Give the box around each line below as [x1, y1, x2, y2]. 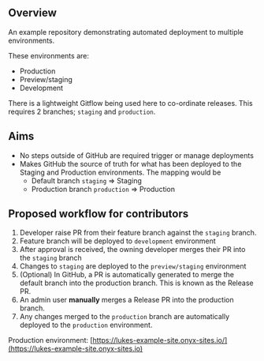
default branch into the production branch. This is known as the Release [19, 278, 254, 288]
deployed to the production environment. [19, 320, 153, 330]
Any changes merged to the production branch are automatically [19, 312, 230, 322]
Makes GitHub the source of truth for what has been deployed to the [19, 159, 242, 168]
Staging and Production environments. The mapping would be [19, 167, 221, 177]
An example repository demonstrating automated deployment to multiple [8, 27, 244, 36]
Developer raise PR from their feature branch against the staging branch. [19, 228, 257, 238]
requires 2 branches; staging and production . [8, 107, 156, 116]
